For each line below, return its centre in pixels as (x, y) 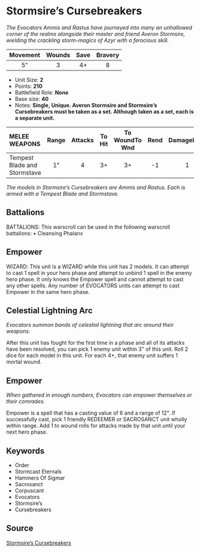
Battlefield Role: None (42, 92)
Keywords (25, 451)
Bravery (108, 55)
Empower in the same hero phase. (48, 292)
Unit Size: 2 (29, 79)
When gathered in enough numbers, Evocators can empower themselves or (99, 395)
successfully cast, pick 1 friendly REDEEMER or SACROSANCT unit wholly (97, 419)
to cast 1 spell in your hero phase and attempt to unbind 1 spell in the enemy (99, 272)
